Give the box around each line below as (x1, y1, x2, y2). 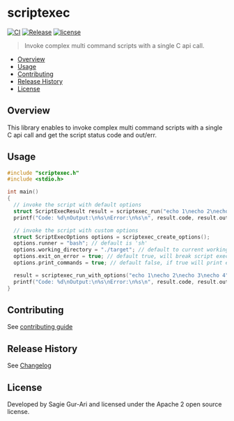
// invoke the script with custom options (13, 227, 139, 234)
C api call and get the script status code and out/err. (7, 130, 157, 139)
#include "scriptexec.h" (7, 169, 79, 176)
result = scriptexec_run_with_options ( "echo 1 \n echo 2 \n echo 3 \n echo (13, 272, 219, 279)
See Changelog (7, 361, 52, 370)
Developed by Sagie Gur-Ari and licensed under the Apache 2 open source (7, 400, 222, 408)
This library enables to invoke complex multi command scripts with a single (7, 123, 223, 132)
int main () (7, 188, 39, 196)
